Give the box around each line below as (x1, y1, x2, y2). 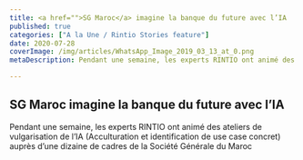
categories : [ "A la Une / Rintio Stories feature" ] (9, 30, 209, 39)
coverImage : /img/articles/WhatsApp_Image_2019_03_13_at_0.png (9, 47, 255, 56)
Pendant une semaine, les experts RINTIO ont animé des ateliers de (9, 121, 262, 132)
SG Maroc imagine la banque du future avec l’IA (9, 97, 285, 113)
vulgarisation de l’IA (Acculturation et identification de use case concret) (9, 131, 281, 142)
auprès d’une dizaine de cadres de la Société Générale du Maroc (9, 140, 253, 151)
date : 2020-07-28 (9, 38, 76, 48)
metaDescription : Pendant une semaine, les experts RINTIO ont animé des (9, 55, 296, 65)
